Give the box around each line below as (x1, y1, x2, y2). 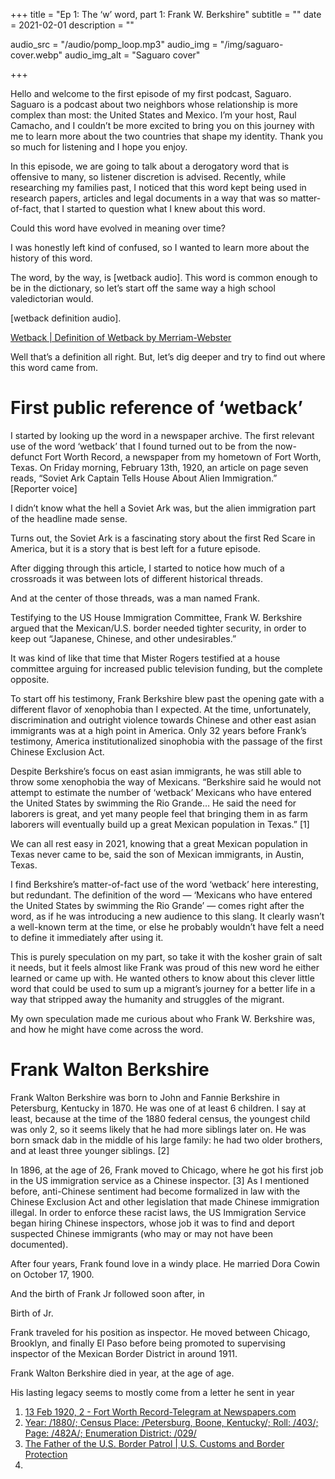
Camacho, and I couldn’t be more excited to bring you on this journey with (10, 120, 315, 131)
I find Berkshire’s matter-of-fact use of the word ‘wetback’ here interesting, (10, 878, 319, 890)
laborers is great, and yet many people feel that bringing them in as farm (10, 807, 308, 819)
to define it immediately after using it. (10, 931, 164, 943)
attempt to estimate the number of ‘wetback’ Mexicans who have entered (10, 786, 312, 798)
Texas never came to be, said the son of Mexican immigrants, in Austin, (10, 848, 305, 860)
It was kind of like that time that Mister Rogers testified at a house (10, 652, 281, 664)
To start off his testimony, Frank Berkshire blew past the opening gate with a (10, 692, 325, 704)
